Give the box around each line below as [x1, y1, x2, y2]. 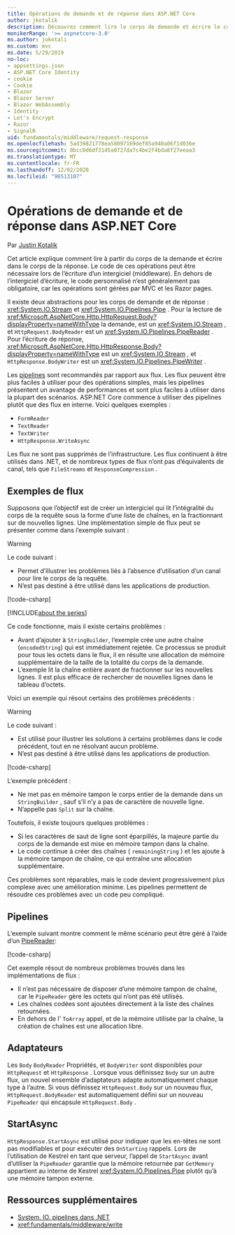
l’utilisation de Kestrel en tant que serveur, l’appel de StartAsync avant [7, 1152, 208, 1160]
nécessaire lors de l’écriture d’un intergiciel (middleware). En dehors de [7, 269, 213, 278]
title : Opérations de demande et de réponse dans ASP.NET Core [7, 10, 196, 17]
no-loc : [7, 56, 30, 63]
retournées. [17, 1007, 51, 1015]
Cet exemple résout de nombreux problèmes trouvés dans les [7, 964, 185, 973]
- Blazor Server [7, 95, 55, 102]
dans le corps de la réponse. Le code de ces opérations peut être [7, 262, 196, 270]
